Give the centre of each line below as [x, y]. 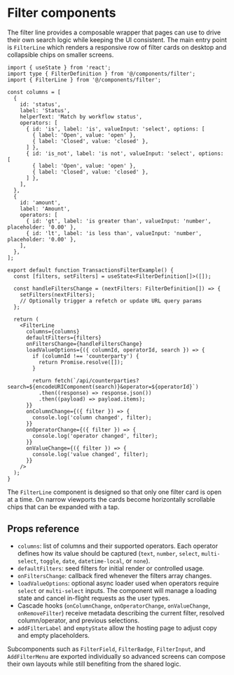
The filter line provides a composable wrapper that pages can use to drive [114, 32]
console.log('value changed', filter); [91, 454]
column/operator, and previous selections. [78, 620]
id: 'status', [40, 104]
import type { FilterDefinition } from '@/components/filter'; [102, 74]
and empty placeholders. [53, 635]
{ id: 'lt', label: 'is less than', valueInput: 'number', [113, 233]
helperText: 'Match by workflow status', [81, 116]
